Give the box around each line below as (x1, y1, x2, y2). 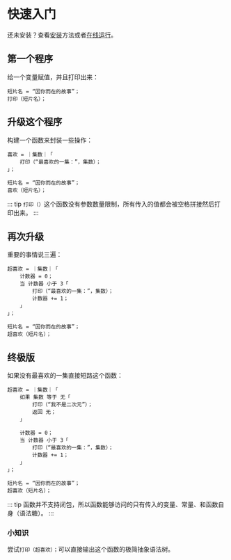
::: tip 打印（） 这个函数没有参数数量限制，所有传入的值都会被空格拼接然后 (7, 200, 215, 208)
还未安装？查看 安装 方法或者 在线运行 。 (7, 31, 117, 39)
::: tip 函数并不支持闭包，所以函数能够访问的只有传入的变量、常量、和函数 (7, 500, 218, 509)
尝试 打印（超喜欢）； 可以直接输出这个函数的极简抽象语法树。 (7, 545, 175, 554)
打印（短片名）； (7, 95, 47, 102)
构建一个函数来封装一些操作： (7, 136, 93, 144)
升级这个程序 (7, 116, 63, 128)
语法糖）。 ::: (19, 509, 54, 518)
